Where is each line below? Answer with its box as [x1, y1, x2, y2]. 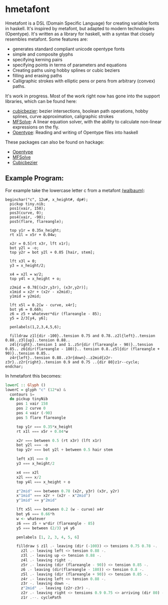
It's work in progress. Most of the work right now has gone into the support [5, 93, 160, 99]
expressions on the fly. [12, 124, 59, 130]
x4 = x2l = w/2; [9, 272, 43, 277]
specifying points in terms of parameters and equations [12, 62, 127, 68]
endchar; [5, 364, 23, 369]
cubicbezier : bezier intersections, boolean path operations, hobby [12, 108, 148, 114]
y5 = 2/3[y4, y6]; [9, 315, 48, 321]
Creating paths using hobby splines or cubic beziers [12, 67, 120, 73]
